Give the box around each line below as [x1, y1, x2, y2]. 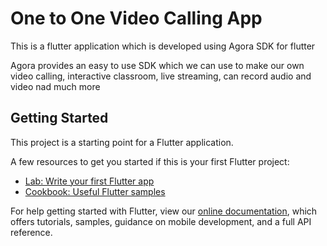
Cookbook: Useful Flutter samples [24, 185, 166, 197]
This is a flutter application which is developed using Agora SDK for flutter [10, 40, 316, 52]
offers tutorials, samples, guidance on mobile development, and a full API [10, 215, 312, 227]
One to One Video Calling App [10, 7, 263, 30]
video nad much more [10, 80, 101, 92]
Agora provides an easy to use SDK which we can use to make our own [10, 59, 305, 71]
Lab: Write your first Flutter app [24, 175, 155, 187]
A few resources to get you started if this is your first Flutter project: [10, 155, 290, 167]
